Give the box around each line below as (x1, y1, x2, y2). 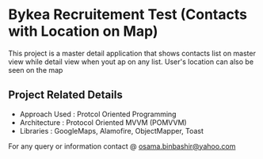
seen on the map (8, 65, 63, 74)
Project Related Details (8, 89, 123, 102)
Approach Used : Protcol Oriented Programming (19, 109, 177, 119)
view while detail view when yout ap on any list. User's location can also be (8, 57, 254, 66)
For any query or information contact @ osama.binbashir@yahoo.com (8, 141, 236, 151)
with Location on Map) (8, 22, 158, 40)
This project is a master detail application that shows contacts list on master (8, 48, 256, 58)
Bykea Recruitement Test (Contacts (8, 6, 248, 24)
